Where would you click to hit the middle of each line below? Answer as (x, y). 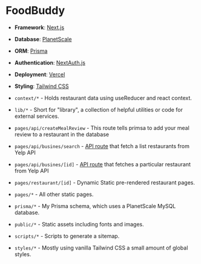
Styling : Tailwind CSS (41, 86)
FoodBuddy (35, 11)
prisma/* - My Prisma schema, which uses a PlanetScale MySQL (95, 206)
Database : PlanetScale (43, 39)
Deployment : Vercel (40, 74)
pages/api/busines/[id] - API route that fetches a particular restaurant (103, 164)
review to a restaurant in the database (62, 134)
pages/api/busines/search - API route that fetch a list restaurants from (102, 146)
